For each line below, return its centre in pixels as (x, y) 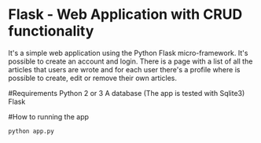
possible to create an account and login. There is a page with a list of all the (130, 61)
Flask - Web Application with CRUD (125, 15)
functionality (51, 31)
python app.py (31, 131)
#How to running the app (48, 116)
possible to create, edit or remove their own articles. (92, 78)
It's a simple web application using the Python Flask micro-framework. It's (128, 53)
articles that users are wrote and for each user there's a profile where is (124, 69)
